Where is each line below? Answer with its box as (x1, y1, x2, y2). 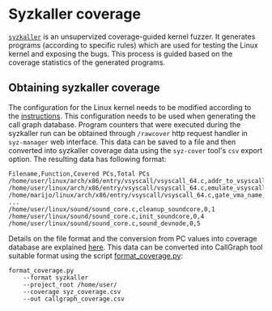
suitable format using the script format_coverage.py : (8, 250, 184, 260)
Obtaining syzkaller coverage (8, 81, 160, 95)
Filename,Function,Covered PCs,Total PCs (8, 169, 151, 178)
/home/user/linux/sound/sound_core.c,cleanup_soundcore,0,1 (8, 205, 216, 213)
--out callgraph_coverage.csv (23, 295, 125, 303)
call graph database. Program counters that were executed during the (8, 119, 241, 130)
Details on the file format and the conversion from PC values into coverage (8, 233, 257, 243)
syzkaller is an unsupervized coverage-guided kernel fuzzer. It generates (8, 32, 256, 41)
